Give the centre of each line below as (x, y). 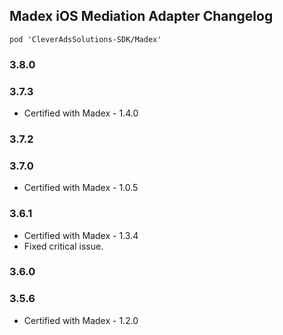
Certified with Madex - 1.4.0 (81, 113)
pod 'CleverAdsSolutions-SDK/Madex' (85, 39)
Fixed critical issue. (63, 246)
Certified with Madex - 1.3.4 (81, 235)
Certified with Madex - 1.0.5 (81, 188)
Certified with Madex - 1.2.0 (81, 320)
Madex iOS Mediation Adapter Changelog (141, 16)
